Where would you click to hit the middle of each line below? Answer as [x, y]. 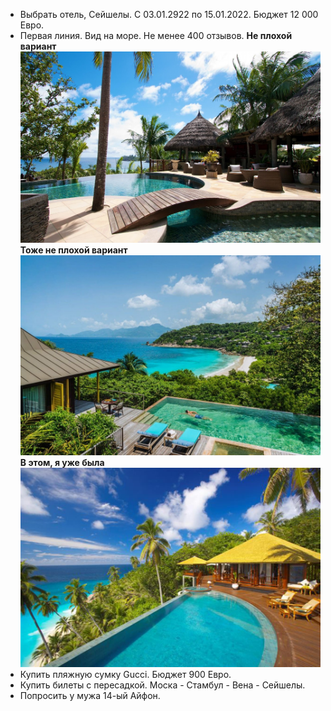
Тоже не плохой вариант [73, 250]
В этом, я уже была [62, 463]
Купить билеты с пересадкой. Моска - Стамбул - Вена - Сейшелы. [162, 685]
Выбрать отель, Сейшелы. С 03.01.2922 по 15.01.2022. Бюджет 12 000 [169, 14]
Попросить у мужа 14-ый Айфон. [90, 696]
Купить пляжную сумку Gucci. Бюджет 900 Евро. [125, 675]
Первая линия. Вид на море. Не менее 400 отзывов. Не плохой [156, 35]
